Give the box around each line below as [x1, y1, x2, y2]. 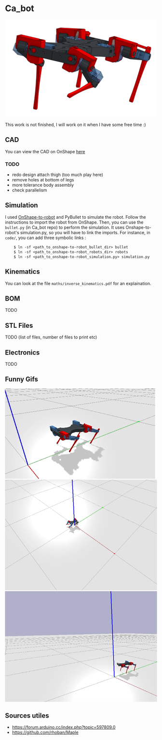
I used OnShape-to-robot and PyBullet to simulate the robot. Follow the [5, 214, 146, 220]
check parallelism [12, 187, 47, 193]
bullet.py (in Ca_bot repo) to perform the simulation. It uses [5, 224, 125, 230]
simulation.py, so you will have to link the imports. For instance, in [20, 229, 150, 235]
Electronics [5, 348, 40, 356]
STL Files [5, 321, 33, 330]
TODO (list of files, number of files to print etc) [5, 334, 97, 340]
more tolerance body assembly [12, 182, 74, 188]
